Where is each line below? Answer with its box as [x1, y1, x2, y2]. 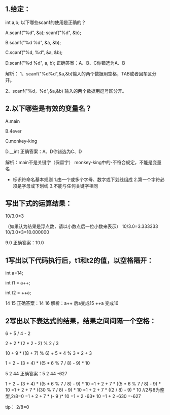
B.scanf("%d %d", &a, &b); [5, 39, 61, 45]
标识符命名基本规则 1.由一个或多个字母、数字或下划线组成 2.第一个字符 [12, 176, 160, 183]
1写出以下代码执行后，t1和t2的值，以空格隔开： [5, 256, 154, 265]
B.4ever [5, 128, 22, 134]
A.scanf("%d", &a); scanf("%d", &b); [5, 30, 81, 36]
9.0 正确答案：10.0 [5, 240, 44, 246]
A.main [5, 118, 20, 124]
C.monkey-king [5, 138, 38, 144]
